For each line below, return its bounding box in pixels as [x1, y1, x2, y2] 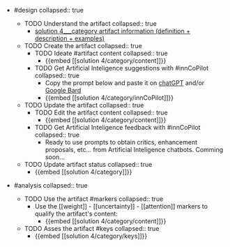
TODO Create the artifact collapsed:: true [24, 42, 143, 50]
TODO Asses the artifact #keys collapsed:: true [24, 225, 160, 232]
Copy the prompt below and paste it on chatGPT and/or [45, 79, 205, 87]
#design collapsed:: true [13, 6, 84, 14]
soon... [45, 153, 65, 161]
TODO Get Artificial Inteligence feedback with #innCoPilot [34, 123, 201, 131]
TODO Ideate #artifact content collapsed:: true [34, 49, 169, 57]
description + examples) [34, 34, 105, 43]
